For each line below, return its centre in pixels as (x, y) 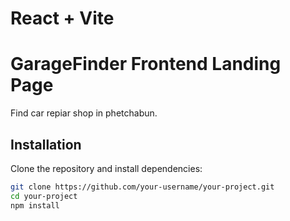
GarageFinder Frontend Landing (146, 64)
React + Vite (62, 18)
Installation (46, 144)
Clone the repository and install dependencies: (106, 168)
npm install (35, 205)
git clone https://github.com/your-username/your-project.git (142, 187)
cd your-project (44, 196)
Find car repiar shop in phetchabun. (84, 113)
